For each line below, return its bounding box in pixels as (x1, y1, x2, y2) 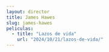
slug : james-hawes (6, 20, 52, 26)
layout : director (6, 8, 50, 15)
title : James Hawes (6, 14, 55, 20)
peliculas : (6, 25, 34, 32)
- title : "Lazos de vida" (11, 31, 77, 37)
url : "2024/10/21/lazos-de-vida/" (17, 36, 104, 42)
